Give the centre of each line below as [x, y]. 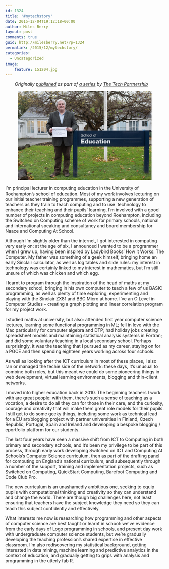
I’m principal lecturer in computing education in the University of [72, 188]
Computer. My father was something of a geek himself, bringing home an [81, 257]
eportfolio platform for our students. [42, 430]
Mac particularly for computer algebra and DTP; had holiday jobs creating [82, 330]
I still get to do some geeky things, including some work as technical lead [81, 414]
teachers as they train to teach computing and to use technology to [76, 204]
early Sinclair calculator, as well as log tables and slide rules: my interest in [83, 262]
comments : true [21, 37]
